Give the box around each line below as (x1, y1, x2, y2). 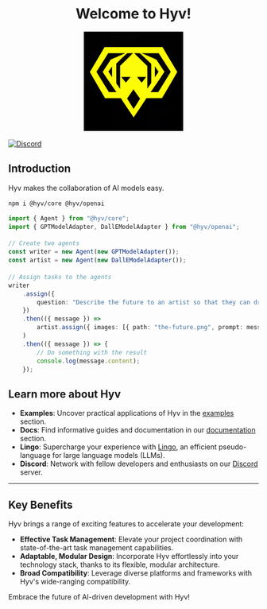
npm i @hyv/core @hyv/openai (8, 200, 105, 208)
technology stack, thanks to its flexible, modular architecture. (19, 560, 220, 569)
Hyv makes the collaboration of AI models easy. (8, 183, 164, 192)
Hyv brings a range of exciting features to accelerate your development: (8, 519, 245, 529)
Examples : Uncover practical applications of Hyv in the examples (19, 409, 234, 418)
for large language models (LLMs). (52, 451, 165, 460)
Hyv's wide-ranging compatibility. (19, 577, 131, 586)
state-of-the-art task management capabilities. (19, 543, 174, 553)
